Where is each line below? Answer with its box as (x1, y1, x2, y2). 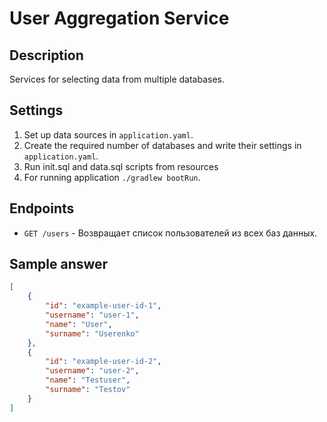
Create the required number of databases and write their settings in (23, 139, 302, 151)
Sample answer (9, 256, 109, 273)
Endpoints (9, 200, 75, 217)
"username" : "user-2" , (45, 366, 140, 376)
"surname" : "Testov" (45, 385, 131, 395)
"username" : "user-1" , (45, 310, 140, 321)
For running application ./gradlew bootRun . (23, 171, 201, 183)
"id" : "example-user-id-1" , (45, 301, 162, 311)
